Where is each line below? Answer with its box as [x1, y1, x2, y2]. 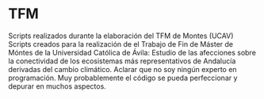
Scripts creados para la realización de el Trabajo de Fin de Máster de [8, 39, 234, 48]
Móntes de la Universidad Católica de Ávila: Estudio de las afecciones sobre [8, 48, 256, 57]
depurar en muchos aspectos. [8, 81, 107, 91]
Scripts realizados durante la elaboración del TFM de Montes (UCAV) [8, 31, 234, 40]
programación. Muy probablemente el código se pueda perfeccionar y [8, 73, 238, 82]
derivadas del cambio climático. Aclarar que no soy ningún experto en [8, 64, 237, 74]
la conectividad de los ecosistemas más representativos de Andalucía [8, 56, 236, 66]
